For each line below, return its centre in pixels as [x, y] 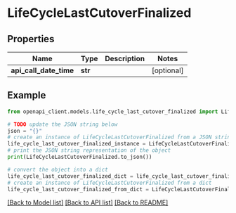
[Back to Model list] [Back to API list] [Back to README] [88, 202]
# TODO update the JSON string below [63, 124]
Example [27, 95]
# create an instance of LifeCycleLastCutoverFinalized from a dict [110, 183]
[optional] [168, 70]
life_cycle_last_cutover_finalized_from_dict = [78, 189]
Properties [31, 39]
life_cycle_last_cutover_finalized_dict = [70, 176]
